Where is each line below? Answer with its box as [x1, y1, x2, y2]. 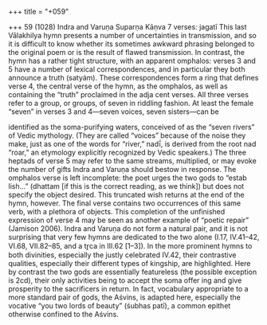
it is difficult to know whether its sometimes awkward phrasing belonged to [8, 39, 255, 49]
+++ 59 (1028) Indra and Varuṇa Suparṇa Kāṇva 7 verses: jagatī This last [8, 22, 247, 31]
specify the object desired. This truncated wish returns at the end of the [8, 190, 245, 199]
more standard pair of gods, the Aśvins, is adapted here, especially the [8, 292, 241, 302]
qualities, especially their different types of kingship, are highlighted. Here [8, 259, 251, 268]
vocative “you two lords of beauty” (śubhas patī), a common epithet [8, 301, 231, 310]
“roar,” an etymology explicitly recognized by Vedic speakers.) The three [8, 147, 247, 157]
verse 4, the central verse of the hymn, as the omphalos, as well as [8, 81, 229, 91]
